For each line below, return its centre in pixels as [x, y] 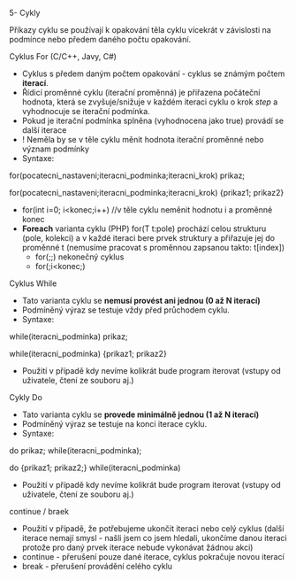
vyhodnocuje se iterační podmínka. [86, 111]
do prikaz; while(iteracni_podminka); [76, 450]
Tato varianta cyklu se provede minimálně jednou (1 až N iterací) [140, 414]
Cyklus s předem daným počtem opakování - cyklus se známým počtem [153, 73]
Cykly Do [26, 397]
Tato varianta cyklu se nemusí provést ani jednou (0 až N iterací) [141, 301]
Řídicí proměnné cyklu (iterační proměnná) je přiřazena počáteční [141, 93]
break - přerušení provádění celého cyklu [97, 566]
